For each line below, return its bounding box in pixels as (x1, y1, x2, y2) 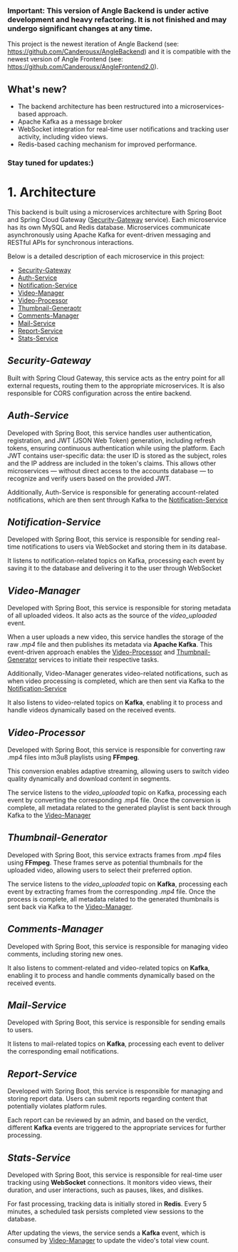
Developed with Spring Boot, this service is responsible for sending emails (7, 1018, 226, 1026)
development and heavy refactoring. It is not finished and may (7, 14, 227, 24)
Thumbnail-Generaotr (17, 303, 82, 312)
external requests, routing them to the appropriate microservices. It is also (7, 381, 225, 390)
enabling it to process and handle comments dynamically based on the (7, 971, 215, 979)
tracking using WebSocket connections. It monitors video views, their (7, 1178, 212, 1187)
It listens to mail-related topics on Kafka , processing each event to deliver (7, 1039, 224, 1048)
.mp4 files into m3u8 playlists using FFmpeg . (7, 753, 140, 762)
